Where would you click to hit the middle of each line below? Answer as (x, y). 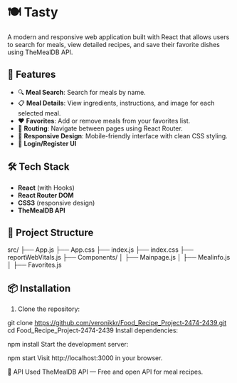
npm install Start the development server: (68, 344)
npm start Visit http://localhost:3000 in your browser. (85, 358)
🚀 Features (32, 75)
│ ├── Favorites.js (35, 265)
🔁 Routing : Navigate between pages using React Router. (100, 128)
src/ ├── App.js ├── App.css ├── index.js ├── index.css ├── (100, 250)
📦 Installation (39, 288)
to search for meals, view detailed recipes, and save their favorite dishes (114, 44)
